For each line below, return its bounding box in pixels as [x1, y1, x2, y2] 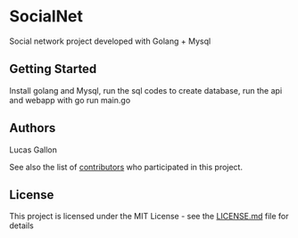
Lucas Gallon [9, 144, 58, 155]
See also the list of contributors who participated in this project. [9, 161, 244, 172]
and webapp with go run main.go [9, 94, 131, 105]
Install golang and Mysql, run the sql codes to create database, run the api [9, 85, 283, 95]
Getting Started [9, 62, 97, 77]
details [9, 220, 34, 231]
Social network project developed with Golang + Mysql [9, 36, 211, 46]
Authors [9, 120, 56, 135]
